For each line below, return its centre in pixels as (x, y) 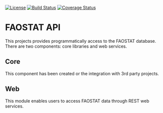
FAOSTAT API (33, 28)
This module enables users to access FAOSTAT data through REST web (77, 101)
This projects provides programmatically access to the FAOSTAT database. (81, 41)
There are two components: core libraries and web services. (66, 46)
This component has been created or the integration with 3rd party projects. (82, 73)
